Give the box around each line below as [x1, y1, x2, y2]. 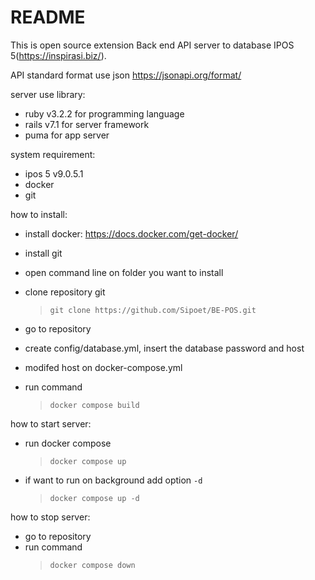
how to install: [10, 208, 68, 220]
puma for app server [24, 129, 110, 141]
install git [24, 247, 63, 259]
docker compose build [49, 400, 140, 410]
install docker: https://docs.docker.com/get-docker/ [24, 227, 239, 240]
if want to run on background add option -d [24, 474, 203, 486]
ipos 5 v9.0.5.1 [24, 167, 84, 180]
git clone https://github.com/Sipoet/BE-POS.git [49, 305, 257, 315]
